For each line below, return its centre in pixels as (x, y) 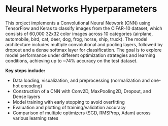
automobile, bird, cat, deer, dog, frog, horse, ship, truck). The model (76, 39)
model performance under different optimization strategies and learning (80, 55)
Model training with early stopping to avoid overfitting (69, 102)
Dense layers (26, 97)
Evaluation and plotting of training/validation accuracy (69, 107)
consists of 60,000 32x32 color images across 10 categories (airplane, (79, 34)
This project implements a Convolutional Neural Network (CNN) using (78, 23)
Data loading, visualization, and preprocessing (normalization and (81, 80)
